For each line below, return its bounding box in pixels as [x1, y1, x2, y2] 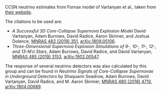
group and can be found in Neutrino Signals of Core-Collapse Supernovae [5, 68, 154, 74]
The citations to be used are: [5, 19, 63, 24]
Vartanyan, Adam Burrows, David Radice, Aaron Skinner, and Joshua [12, 33, 149, 39]
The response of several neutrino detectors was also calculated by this [5, 63, 147, 69]
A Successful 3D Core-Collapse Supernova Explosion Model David [12, 28, 146, 33]
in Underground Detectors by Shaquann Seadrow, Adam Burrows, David [5, 74, 149, 79]
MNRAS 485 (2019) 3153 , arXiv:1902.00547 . [12, 54, 100, 60]
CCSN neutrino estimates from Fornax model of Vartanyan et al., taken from [5, 4, 157, 10]
